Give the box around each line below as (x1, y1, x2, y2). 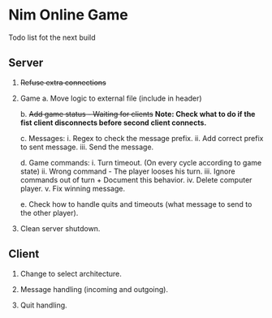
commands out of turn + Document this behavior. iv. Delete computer (19, 174, 253, 184)
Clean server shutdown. (19, 223, 101, 233)
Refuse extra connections (19, 77, 107, 87)
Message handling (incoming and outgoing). (19, 284, 169, 294)
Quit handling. (19, 300, 67, 310)
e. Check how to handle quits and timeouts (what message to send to (19, 199, 253, 208)
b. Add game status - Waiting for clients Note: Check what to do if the (19, 109, 256, 118)
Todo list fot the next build (8, 32, 96, 42)
